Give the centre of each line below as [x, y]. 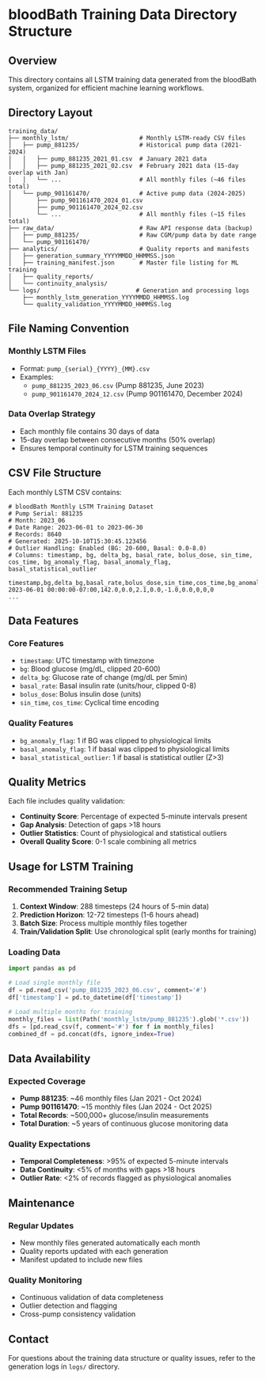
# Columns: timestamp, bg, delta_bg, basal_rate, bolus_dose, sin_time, [131, 555]
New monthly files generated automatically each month [110, 1243]
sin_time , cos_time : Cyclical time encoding [89, 703]
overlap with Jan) [38, 173]
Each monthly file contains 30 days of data [89, 431]
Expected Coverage [47, 1081]
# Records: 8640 [35, 534]
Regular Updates [41, 1225]
